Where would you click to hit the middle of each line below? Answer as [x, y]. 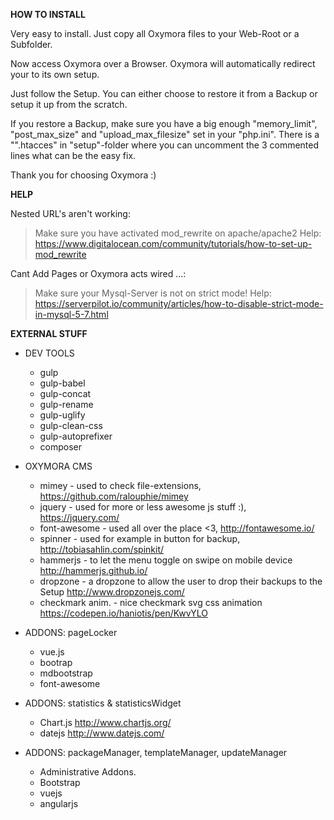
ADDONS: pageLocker [71, 632]
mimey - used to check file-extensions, [120, 485]
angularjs [59, 803]
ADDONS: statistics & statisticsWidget [103, 703]
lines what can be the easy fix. [73, 155]
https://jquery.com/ [79, 517]
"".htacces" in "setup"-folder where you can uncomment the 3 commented [165, 145]
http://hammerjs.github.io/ [93, 570]
